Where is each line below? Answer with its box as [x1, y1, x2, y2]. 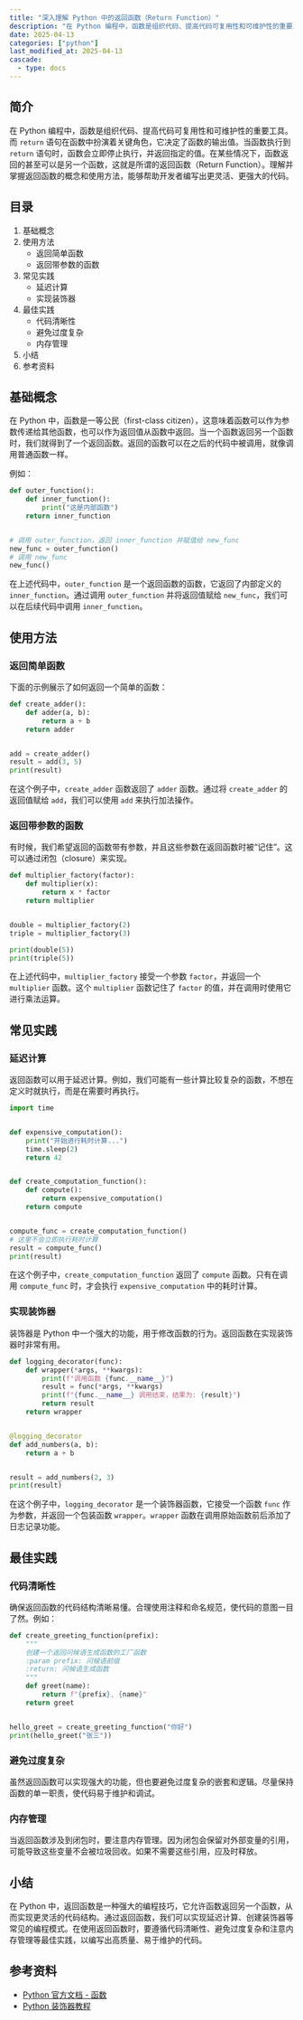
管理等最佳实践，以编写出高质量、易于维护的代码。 [16, 1935, 207, 1945]
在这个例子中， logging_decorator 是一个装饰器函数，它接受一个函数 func [9, 1499, 281, 1509]
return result [41, 1399, 95, 1408]
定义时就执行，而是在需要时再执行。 [9, 1085, 144, 1096]
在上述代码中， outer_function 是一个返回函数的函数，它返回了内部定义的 [9, 578, 282, 589]
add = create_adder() [9, 749, 91, 758]
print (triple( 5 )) [9, 954, 75, 963]
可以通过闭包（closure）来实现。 [9, 853, 133, 864]
